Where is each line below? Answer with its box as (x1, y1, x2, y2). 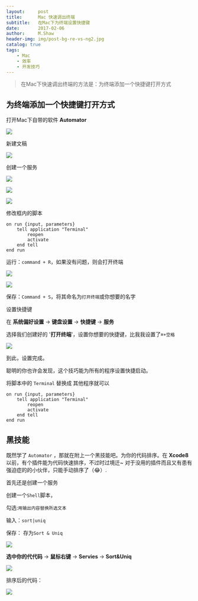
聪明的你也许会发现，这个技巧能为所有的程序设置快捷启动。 (6, 367, 151, 374)
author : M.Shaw (6, 31, 54, 37)
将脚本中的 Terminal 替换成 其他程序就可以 (6, 380, 110, 387)
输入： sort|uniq (6, 517, 46, 524)
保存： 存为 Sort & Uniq (6, 529, 63, 536)
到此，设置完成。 (6, 354, 48, 361)
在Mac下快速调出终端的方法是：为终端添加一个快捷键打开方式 (20, 80, 171, 88)
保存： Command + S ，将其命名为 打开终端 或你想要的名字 (6, 293, 136, 300)
